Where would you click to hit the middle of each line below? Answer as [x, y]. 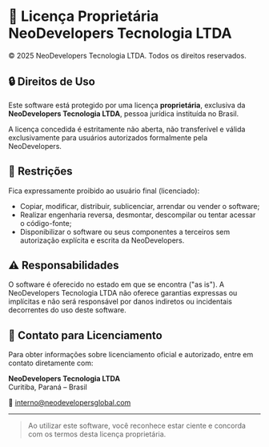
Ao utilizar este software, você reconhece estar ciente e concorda [137, 426]
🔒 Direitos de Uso [52, 82]
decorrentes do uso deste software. [67, 310]
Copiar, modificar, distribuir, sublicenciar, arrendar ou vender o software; [140, 206]
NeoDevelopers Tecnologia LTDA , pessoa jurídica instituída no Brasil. [124, 113]
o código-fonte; [46, 223]
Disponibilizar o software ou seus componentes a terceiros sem [125, 232]
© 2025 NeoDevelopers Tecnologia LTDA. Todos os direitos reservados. [127, 55]
